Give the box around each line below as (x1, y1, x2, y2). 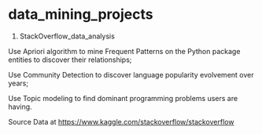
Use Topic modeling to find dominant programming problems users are (8, 93, 238, 103)
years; (8, 78, 29, 88)
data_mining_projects (8, 5, 153, 24)
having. (8, 102, 33, 111)
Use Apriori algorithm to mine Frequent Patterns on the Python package (8, 46, 241, 56)
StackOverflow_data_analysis (19, 31, 116, 41)
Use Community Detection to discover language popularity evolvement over (8, 70, 254, 79)
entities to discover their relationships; (8, 55, 132, 64)
